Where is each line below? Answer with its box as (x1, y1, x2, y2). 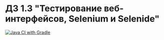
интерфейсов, (5, 13, 67, 24)
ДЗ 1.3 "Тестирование (5, 3, 102, 14)
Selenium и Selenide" (68, 13, 160, 24)
